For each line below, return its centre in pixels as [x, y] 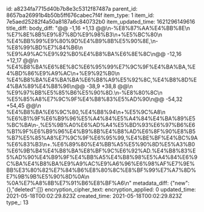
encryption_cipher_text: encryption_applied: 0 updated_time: [120, 190]
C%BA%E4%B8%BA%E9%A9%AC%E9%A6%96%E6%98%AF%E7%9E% [101, 164]
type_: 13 [18, 202]
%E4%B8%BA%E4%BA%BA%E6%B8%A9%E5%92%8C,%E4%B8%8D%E [102, 80]
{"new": [180, 183]
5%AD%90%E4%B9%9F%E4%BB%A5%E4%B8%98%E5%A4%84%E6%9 [102, 157]
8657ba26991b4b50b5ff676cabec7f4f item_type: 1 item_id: [80, 15]
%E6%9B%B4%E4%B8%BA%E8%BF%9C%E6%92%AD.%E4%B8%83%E [101, 151]
